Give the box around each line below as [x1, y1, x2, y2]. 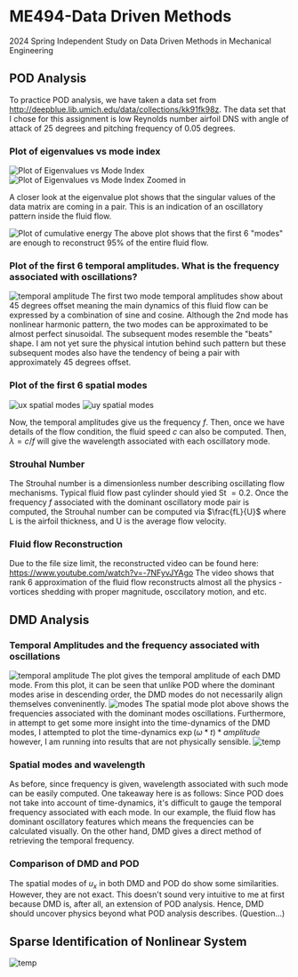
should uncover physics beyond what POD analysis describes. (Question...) [9, 909, 286, 919]
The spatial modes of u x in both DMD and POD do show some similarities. [9, 877, 279, 891]
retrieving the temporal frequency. [9, 836, 135, 846]
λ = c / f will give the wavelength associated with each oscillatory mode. [9, 436, 270, 446]
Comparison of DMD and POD [9, 858, 140, 870]
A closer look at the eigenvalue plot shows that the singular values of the [9, 192, 276, 203]
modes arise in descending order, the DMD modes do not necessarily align [9, 689, 283, 700]
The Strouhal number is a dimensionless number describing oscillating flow [9, 477, 285, 488]
